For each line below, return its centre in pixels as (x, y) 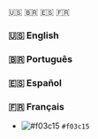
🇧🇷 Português (40, 58)
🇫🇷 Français (37, 106)
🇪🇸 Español (35, 82)
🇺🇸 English (34, 35)
